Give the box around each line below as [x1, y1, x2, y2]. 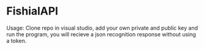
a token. [6, 37, 27, 44]
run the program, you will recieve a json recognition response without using [6, 30, 197, 38]
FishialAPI [6, 4, 59, 18]
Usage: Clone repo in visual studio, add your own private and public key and [6, 24, 199, 31]
